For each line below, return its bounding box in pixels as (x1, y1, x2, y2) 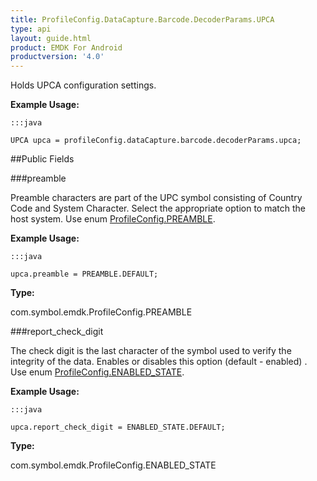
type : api (10, 24, 52, 34)
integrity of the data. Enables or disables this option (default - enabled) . (10, 356, 308, 368)
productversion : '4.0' (10, 52, 105, 62)
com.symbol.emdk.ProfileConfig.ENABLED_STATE (10, 459, 217, 471)
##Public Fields (10, 153, 75, 165)
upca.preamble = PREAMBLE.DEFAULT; (10, 269, 159, 280)
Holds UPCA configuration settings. (10, 79, 157, 91)
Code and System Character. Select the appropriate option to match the (10, 202, 306, 215)
